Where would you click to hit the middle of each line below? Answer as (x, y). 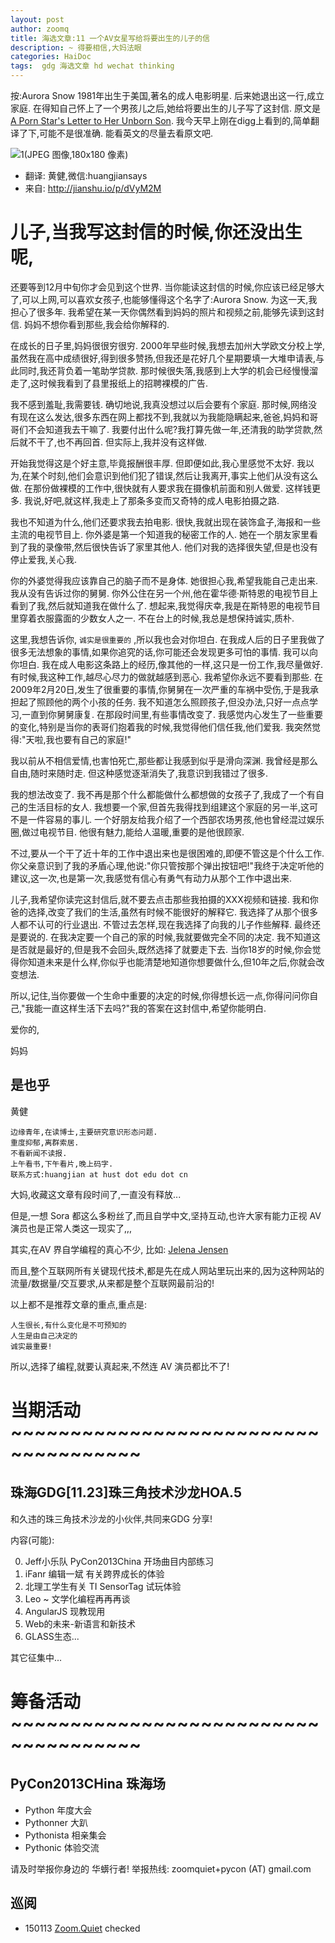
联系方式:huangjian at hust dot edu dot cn (99, 1174)
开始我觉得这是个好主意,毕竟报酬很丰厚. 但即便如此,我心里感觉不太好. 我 (158, 463)
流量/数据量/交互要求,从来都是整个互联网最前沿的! (112, 1283)
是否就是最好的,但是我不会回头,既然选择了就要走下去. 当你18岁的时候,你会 (161, 949)
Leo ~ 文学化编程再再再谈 (77, 1598)
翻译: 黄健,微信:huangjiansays (86, 175)
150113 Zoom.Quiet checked (82, 1928)
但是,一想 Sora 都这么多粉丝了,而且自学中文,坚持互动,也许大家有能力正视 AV (166, 1215)
